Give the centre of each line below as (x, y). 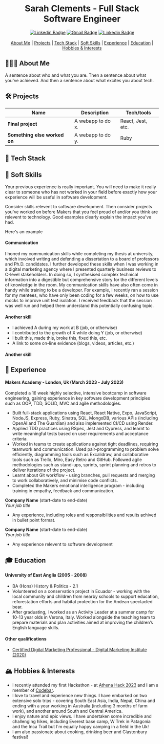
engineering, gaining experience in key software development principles (78, 398)
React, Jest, (134, 121)
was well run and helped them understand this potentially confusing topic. (80, 306)
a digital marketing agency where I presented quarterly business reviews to (81, 269)
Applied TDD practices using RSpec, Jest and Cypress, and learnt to (81, 429)
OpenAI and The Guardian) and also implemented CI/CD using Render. (83, 423)
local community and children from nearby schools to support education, (85, 596)
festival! (20, 737)
